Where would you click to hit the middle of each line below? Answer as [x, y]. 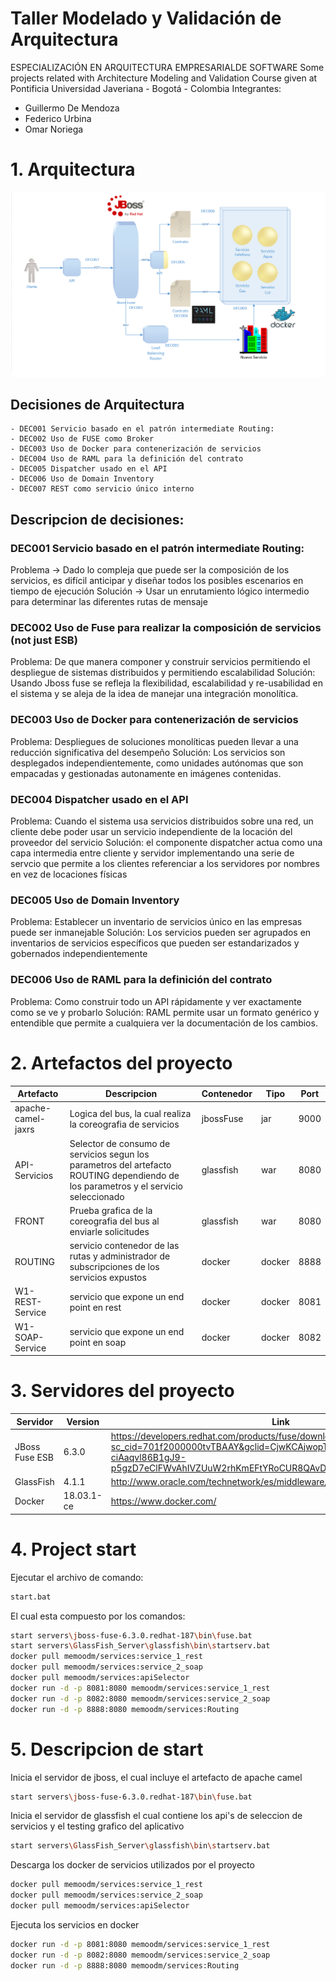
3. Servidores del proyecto [122, 1391]
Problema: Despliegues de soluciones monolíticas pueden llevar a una [154, 741]
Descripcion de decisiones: [97, 519]
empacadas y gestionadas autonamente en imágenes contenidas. [146, 773]
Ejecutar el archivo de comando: [77, 1577]
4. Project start [73, 1549]
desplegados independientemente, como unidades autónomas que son [157, 763]
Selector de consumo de [120, 1143]
